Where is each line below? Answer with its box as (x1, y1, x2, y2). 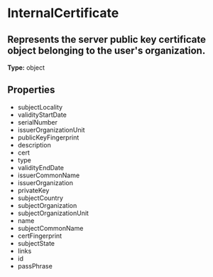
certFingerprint (17, 231, 62, 240)
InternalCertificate (7, 5, 119, 21)
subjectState (17, 239, 55, 247)
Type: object (7, 63, 45, 72)
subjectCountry (17, 194, 64, 202)
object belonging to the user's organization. (7, 44, 206, 56)
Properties (7, 84, 55, 96)
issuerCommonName (17, 171, 80, 179)
